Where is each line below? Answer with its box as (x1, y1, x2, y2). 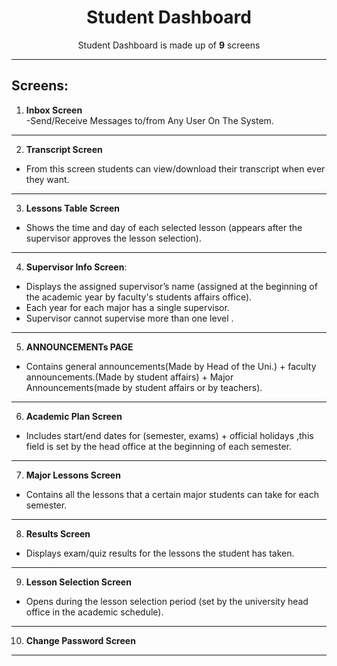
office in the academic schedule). (25, 606, 164, 618)
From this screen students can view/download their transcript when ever (25, 162, 326, 175)
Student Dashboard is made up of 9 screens (77, 39, 261, 51)
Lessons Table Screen (25, 202, 121, 214)
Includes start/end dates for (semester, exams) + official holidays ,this (25, 429, 314, 441)
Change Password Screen (25, 634, 136, 646)
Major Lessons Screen (25, 469, 121, 481)
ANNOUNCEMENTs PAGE (25, 341, 134, 353)
